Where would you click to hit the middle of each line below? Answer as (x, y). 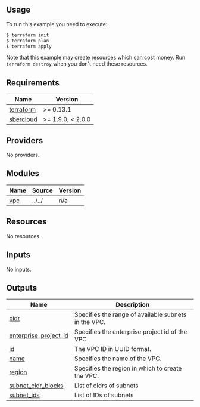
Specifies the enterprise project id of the (131, 332)
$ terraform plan (28, 41)
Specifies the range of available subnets (130, 314)
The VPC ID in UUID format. (113, 349)
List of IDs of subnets (104, 395)
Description (133, 305)
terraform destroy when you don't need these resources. (77, 64)
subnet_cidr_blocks (36, 386)
